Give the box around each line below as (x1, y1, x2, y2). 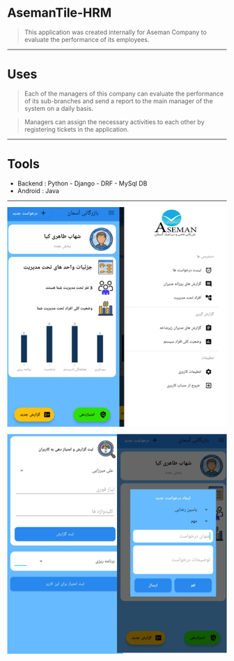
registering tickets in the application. (24, 125, 129, 133)
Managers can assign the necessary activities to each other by (24, 117, 205, 126)
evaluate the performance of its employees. (24, 35, 150, 43)
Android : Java (17, 186, 59, 195)
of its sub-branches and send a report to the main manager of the (24, 96, 214, 105)
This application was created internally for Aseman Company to (24, 28, 207, 36)
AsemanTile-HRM (7, 5, 112, 21)
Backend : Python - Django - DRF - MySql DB (17, 179, 148, 188)
